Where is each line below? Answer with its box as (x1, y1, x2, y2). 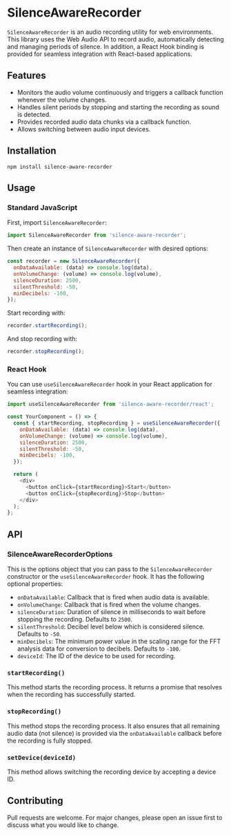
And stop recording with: (7, 335, 78, 343)
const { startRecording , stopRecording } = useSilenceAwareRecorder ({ (13, 420, 221, 427)
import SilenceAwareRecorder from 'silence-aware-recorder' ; (7, 232, 187, 239)
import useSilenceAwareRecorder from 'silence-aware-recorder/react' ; (7, 401, 214, 408)
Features (7, 70, 46, 82)
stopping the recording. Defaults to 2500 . (17, 615, 132, 623)
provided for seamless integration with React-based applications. (7, 50, 193, 58)
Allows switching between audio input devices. (17, 124, 151, 133)
